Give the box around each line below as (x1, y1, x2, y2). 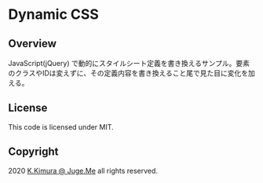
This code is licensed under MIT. (8, 122, 114, 131)
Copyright (8, 145, 59, 159)
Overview (8, 37, 57, 50)
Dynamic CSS (8, 5, 100, 24)
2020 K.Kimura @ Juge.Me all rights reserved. (8, 166, 159, 175)
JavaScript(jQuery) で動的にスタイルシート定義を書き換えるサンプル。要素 (8, 59, 250, 68)
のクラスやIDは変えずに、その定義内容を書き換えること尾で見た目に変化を (8, 68, 249, 78)
